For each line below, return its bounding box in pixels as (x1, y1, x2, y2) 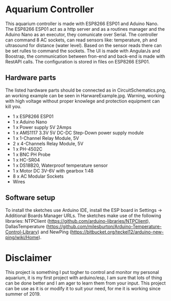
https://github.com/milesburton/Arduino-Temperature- (47, 223, 162, 229)
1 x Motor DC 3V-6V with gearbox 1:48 (12, 167, 94, 174)
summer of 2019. (5, 291, 41, 297)
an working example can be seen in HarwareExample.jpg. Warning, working (5, 92, 165, 98)
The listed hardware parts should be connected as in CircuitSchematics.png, (5, 87, 166, 93)
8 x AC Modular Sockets (12, 173, 64, 179)
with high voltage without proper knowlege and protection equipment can (5, 98, 160, 104)
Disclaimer (5, 252, 52, 264)
